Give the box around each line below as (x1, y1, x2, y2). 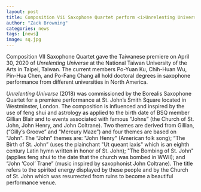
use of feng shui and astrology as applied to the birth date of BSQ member (6, 109, 190, 116)
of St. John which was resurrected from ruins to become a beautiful (6, 173, 173, 179)
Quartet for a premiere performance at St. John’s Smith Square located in (6, 96, 187, 103)
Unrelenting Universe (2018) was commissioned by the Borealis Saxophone (6, 90, 192, 97)
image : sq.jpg (6, 36, 42, 42)
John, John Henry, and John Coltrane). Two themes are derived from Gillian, (6, 122, 194, 129)
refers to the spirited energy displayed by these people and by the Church (6, 166, 188, 173)
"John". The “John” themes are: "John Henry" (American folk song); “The (6, 135, 185, 141)
